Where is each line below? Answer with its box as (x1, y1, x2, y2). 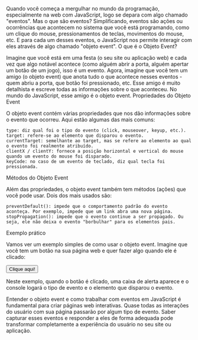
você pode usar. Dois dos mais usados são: (6, 192, 112, 199)
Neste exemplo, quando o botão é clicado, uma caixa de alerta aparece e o (6, 278, 189, 285)
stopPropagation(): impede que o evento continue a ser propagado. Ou (6, 214, 184, 220)
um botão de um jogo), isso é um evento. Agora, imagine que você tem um (6, 67, 188, 73)
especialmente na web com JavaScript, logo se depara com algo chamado (6, 11, 188, 18)
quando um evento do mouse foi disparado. (6, 153, 112, 159)
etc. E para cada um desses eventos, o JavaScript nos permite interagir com (6, 37, 192, 43)
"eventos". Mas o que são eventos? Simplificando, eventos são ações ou (6, 18, 183, 24)
